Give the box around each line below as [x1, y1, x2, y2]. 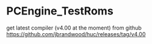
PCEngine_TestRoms [6, 4, 114, 18]
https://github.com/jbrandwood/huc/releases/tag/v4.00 [6, 30, 146, 37]
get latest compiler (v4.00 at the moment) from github [6, 24, 142, 31]
